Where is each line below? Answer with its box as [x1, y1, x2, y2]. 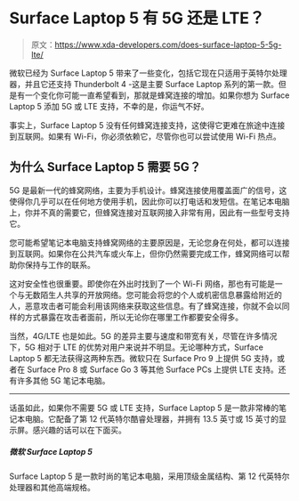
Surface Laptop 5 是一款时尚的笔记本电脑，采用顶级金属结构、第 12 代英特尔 [9, 471, 290, 481]
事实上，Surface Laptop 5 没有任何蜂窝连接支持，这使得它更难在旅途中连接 [9, 119, 286, 130]
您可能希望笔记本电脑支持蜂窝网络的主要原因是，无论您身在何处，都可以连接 [9, 237, 290, 247]
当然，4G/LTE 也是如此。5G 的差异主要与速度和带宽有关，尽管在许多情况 [9, 330, 278, 341]
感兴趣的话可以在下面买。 [32, 424, 126, 435]
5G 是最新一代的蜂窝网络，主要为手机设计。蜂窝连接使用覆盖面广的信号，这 [9, 184, 287, 196]
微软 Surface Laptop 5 [9, 447, 93, 457]
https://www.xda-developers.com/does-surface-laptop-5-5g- [54, 39, 282, 50]
